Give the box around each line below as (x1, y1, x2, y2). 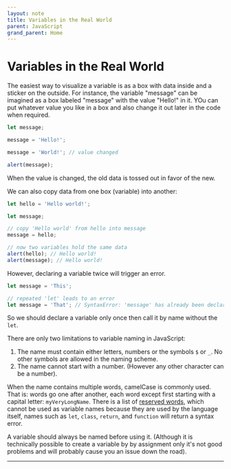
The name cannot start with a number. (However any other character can (16, 362, 224, 371)
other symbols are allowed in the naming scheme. (16, 355, 158, 363)
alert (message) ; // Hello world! (7, 257, 103, 263)
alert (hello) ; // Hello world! (7, 250, 97, 258)
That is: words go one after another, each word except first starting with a (7, 390, 216, 399)
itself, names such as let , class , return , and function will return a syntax (7, 412, 214, 420)
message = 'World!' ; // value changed (7, 149, 118, 155)
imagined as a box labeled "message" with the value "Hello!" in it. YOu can (7, 96, 219, 105)
